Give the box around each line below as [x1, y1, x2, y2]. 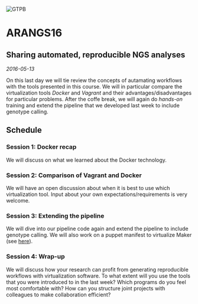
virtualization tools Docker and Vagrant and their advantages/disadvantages [6, 89, 192, 96]
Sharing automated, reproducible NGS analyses [6, 50, 186, 60]
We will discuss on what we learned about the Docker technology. [6, 156, 167, 164]
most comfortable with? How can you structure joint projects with [6, 285, 165, 292]
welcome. [6, 197, 30, 204]
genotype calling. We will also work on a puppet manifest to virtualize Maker [6, 231, 192, 238]
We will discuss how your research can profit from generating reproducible [6, 266, 189, 273]
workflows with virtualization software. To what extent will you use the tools [6, 272, 191, 279]
